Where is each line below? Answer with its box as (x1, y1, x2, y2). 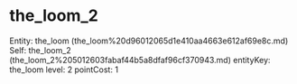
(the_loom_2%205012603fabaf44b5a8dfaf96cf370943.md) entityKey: (9, 54, 271, 65)
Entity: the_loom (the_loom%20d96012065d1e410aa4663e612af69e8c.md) (9, 35, 289, 46)
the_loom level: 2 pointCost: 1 (9, 64, 119, 75)
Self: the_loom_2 (9, 44, 71, 55)
